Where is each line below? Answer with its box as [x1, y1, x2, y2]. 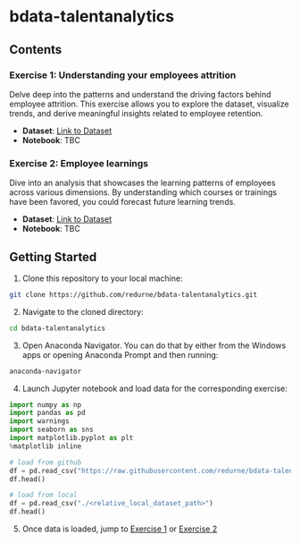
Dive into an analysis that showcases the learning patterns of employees [9, 177, 276, 189]
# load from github [9, 458, 82, 467]
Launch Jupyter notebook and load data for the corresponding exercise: [21, 383, 288, 394]
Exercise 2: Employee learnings [9, 157, 149, 169]
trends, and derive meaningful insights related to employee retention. [9, 107, 263, 118]
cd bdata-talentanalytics [9, 324, 105, 333]
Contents [9, 42, 62, 57]
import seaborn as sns [9, 425, 94, 435]
